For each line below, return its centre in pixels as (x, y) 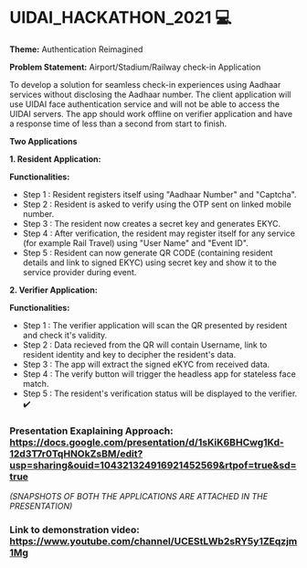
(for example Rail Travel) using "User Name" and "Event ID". (135, 242)
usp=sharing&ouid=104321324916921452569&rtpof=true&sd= (153, 465)
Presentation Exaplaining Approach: (91, 431)
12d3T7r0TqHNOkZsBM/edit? (76, 454)
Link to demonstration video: (74, 530)
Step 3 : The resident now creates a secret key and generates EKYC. (152, 223)
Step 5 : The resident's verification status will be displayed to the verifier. (160, 393)
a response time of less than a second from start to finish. (118, 123)
